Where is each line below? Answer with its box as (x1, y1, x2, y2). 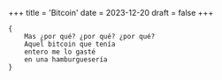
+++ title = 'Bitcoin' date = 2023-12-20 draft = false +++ (8, 8, 214, 18)
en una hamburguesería (24, 55, 108, 64)
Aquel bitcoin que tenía (24, 40, 116, 48)
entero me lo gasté (24, 47, 96, 56)
